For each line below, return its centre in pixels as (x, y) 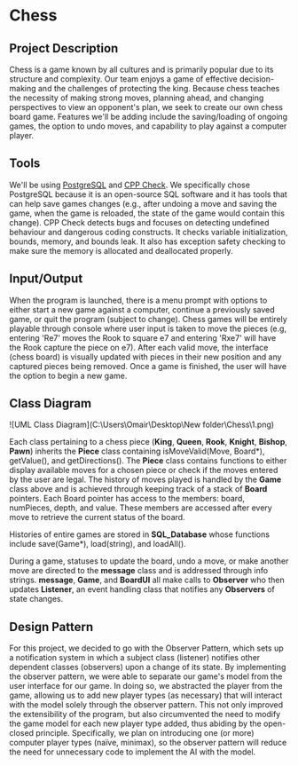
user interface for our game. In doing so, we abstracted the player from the (146, 686)
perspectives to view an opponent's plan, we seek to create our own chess (146, 107)
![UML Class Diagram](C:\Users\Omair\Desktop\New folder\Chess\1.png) (142, 425)
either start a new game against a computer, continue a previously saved (142, 309)
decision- (257, 79)
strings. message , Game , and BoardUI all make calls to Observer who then (147, 580)
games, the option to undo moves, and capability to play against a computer (148, 126)
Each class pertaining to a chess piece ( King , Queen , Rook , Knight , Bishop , (149, 442)
